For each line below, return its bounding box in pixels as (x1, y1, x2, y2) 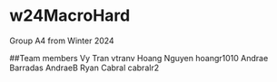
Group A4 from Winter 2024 (9, 35, 115, 46)
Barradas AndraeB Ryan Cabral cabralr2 (9, 62, 160, 73)
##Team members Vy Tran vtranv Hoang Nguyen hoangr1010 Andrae (9, 52, 269, 63)
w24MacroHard (9, 5, 131, 26)
